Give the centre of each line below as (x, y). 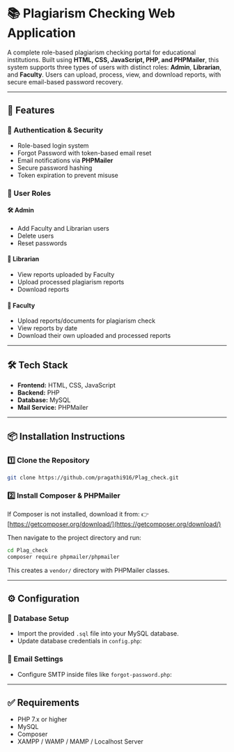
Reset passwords (42, 243)
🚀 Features (31, 110)
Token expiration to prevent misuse (68, 175)
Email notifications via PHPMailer (65, 160)
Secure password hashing (55, 167)
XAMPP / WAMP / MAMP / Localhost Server (80, 742)
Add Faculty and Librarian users (63, 228)
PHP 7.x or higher (42, 719)
